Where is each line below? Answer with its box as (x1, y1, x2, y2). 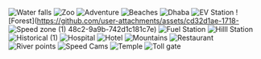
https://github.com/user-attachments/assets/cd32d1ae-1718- (36, 16, 239, 26)
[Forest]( (8, 16, 38, 26)
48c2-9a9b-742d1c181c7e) (68, 25, 157, 33)
